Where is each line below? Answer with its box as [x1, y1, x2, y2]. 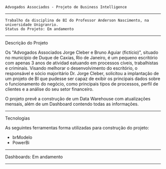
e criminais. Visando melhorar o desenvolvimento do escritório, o [5, 65, 138, 71]
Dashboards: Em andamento [5, 154, 63, 160]
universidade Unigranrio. [5, 22, 58, 27]
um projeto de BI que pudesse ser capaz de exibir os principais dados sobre [5, 76, 161, 82]
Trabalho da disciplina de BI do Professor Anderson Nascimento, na [5, 18, 149, 23]
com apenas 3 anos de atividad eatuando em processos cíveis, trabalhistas [5, 60, 159, 66]
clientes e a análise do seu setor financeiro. [5, 86, 94, 92]
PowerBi [12, 140, 30, 145]
